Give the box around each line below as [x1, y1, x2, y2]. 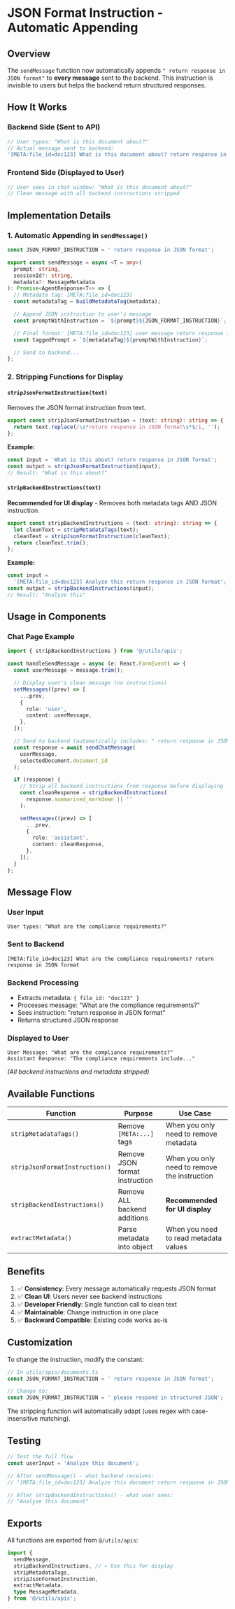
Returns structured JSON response [17, 1016, 119, 1024]
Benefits [7, 1265, 45, 1278]
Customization [7, 1337, 73, 1349]
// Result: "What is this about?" [7, 469, 108, 477]
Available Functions [7, 1088, 96, 1099]
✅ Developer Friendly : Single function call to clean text [17, 1300, 177, 1308]
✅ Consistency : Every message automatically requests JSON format [17, 1284, 216, 1293]
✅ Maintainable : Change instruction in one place [17, 1307, 159, 1316]
